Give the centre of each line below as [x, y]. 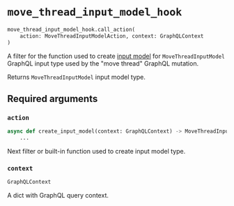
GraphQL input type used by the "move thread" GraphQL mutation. [103, 63]
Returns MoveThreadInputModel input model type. [77, 77]
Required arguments [53, 99]
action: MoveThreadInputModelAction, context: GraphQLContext [112, 36]
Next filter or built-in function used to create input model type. [96, 151]
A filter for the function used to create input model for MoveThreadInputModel [116, 56]
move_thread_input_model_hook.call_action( [71, 29]
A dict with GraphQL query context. [58, 196]
